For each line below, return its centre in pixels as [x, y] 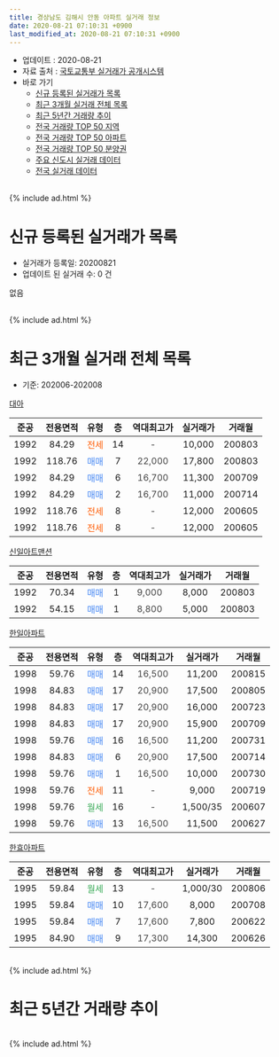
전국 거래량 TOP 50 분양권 [81, 149]
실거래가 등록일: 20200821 [69, 263]
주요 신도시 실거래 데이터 [78, 160]
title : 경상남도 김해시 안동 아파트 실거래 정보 [85, 17]
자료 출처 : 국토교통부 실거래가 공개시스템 [93, 71]
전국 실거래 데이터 [66, 171]
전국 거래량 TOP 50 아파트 [81, 137]
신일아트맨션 [31, 552]
